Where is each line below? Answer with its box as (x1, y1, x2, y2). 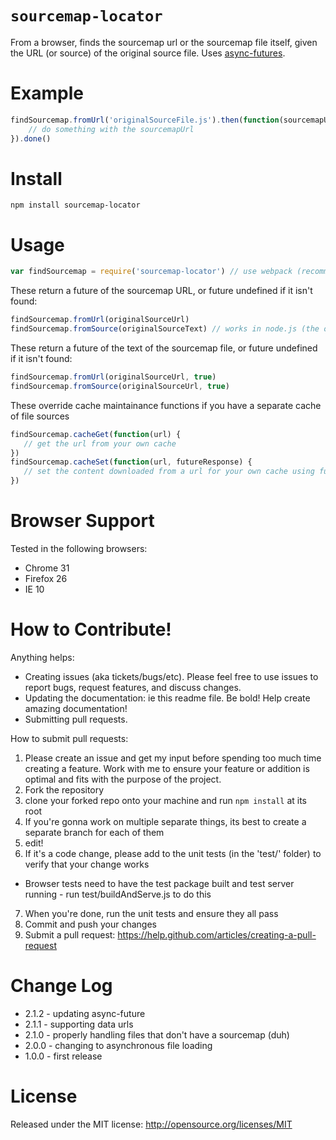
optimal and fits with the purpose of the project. (24, 773, 222, 785)
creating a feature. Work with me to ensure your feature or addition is (24, 762, 310, 774)
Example (10, 82, 84, 105)
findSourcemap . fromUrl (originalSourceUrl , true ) (10, 372, 217, 382)
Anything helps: (10, 651, 75, 663)
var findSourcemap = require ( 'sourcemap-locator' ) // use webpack (10, 267, 293, 277)
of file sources (10, 410, 70, 422)
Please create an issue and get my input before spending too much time (24, 752, 322, 764)
